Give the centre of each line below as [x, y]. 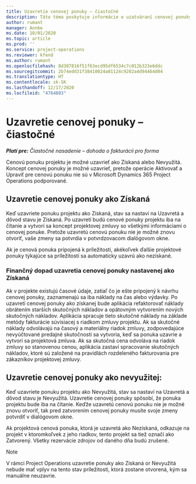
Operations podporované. [37, 181]
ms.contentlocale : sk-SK [36, 83]
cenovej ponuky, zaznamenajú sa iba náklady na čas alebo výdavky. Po [92, 297]
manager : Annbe [24, 28]
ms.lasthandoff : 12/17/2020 [40, 88]
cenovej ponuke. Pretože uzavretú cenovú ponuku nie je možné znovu [90, 232]
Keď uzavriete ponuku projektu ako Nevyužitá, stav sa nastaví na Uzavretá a [98, 392]
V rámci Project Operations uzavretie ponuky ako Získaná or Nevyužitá [91, 463]
